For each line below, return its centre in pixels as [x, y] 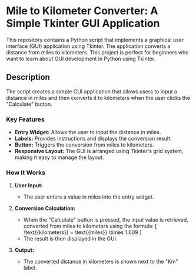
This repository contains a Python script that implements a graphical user [95, 40]
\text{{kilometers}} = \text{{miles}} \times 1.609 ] [82, 232]
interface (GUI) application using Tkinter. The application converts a [88, 46]
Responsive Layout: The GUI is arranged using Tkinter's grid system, [99, 151]
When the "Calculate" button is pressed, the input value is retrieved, [106, 220]
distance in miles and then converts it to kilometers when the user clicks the [98, 98]
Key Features [26, 119]
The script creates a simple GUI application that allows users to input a [92, 91]
